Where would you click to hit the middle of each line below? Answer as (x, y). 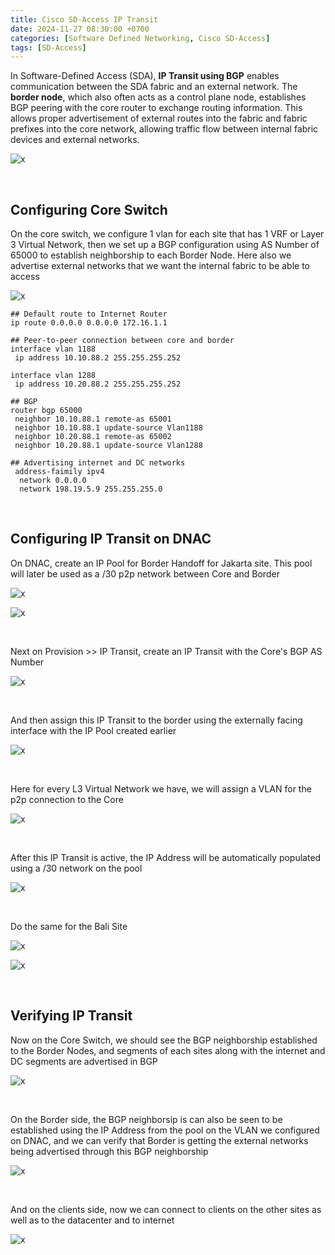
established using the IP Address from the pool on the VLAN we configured (165, 1130)
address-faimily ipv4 (59, 472)
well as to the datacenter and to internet (92, 1220)
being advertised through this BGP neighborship (109, 1151)
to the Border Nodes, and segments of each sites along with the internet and (168, 1050)
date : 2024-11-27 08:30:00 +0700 (80, 29)
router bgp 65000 (46, 411)
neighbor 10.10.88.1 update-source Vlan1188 (108, 428)
